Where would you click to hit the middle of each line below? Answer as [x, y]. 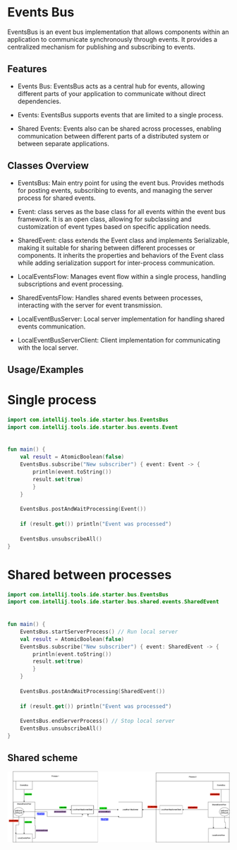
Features [27, 69]
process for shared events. [57, 198]
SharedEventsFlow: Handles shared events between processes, [110, 297]
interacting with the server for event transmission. [90, 305]
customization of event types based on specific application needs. [114, 226]
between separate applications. [63, 143]
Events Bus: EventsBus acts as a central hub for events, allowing [111, 86]
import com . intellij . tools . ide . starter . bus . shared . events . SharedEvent [113, 602]
